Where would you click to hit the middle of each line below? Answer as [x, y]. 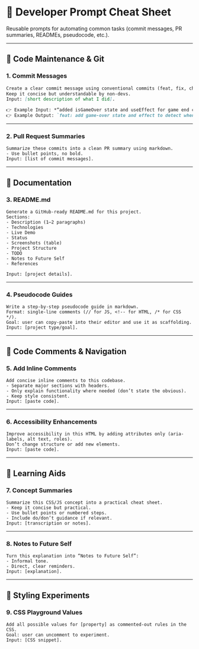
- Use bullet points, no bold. [45, 154]
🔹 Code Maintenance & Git [55, 59]
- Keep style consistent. [38, 396]
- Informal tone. [28, 561]
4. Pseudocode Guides [39, 294]
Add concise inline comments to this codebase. [66, 380]
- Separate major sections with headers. [58, 386]
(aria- [176, 434]
